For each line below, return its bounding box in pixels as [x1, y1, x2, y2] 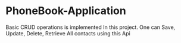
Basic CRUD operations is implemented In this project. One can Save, [5, 24, 176, 31]
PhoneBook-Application [5, 4, 126, 18]
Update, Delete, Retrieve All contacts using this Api [5, 29, 130, 37]
